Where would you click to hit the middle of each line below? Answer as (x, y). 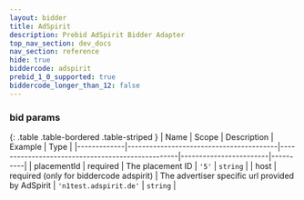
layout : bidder (38, 18)
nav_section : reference (55, 52)
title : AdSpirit (40, 26)
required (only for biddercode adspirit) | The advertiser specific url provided (152, 175)
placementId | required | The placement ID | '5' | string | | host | (155, 165)
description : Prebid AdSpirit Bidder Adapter (97, 35)
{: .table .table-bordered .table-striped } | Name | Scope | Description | (142, 136)
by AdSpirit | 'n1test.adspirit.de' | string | (93, 185)
